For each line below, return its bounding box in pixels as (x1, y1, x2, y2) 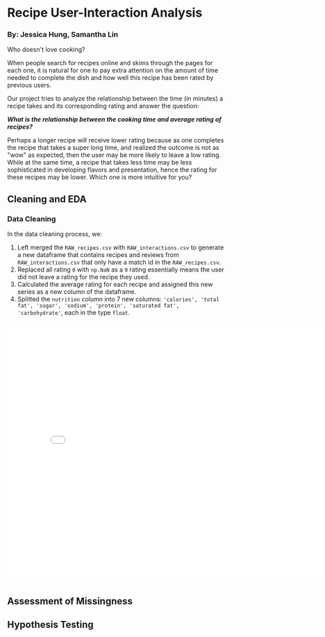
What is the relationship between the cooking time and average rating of (7, 115, 222, 124)
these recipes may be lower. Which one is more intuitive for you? (7, 173, 192, 181)
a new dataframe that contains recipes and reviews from (17, 251, 179, 259)
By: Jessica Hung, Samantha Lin (7, 30, 119, 40)
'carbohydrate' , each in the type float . (17, 308, 131, 317)
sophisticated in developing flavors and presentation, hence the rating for (7, 165, 217, 174)
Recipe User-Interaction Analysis (7, 5, 203, 21)
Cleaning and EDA (7, 193, 87, 205)
